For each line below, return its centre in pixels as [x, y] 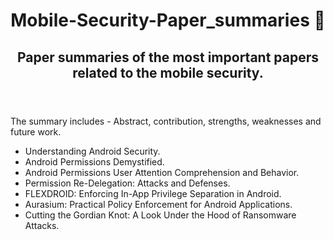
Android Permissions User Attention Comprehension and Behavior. [162, 172]
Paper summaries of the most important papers [168, 57]
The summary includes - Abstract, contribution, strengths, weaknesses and [166, 121]
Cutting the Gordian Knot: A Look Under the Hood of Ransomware [160, 215]
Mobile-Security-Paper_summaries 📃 [168, 20]
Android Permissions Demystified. [94, 161]
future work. [36, 131]
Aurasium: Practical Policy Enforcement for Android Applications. [158, 204]
